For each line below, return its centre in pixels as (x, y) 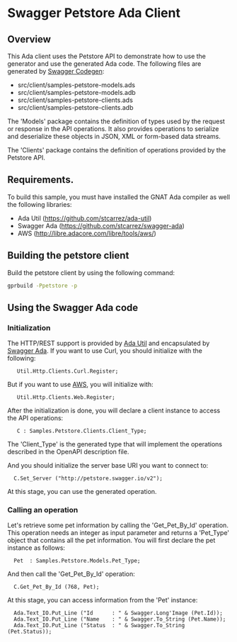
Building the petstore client (68, 255)
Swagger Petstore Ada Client (94, 13)
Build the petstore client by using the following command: (91, 272)
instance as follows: (36, 548)
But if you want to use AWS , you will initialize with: (80, 385)
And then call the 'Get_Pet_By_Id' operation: (71, 574)
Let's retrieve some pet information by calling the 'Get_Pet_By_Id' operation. (118, 525)
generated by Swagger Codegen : (56, 71)
